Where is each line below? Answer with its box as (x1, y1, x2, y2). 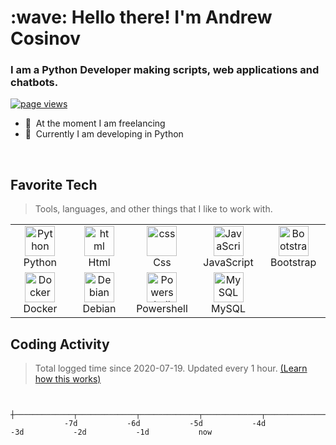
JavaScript (203, 256, 254, 270)
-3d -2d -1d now (10, 427, 213, 438)
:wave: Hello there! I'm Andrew (10, 6, 273, 29)
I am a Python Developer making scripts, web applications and (10, 63, 320, 77)
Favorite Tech (10, 176, 98, 193)
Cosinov (10, 27, 82, 50)
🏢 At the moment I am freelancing (24, 117, 166, 130)
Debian (82, 302, 117, 316)
